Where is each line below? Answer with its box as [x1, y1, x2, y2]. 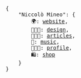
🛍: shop [31, 51, 55, 58]
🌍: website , [31, 18, 68, 25]
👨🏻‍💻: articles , [31, 33, 76, 39]
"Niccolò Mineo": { [18, 11, 76, 18]
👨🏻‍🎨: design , [31, 27, 70, 33]
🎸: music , [31, 39, 60, 45]
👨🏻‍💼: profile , [31, 45, 73, 51]
